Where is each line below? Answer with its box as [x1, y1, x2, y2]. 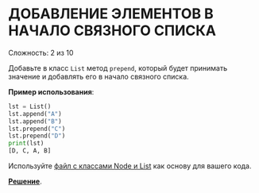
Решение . [8, 176, 42, 187]
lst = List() [8, 102, 52, 110]
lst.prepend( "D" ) [8, 132, 66, 140]
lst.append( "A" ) [8, 110, 62, 118]
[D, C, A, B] [8, 147, 52, 155]
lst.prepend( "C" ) [8, 125, 66, 133]
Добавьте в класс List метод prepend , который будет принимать [8, 63, 228, 72]
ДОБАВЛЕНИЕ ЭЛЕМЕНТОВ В [8, 5, 215, 23]
